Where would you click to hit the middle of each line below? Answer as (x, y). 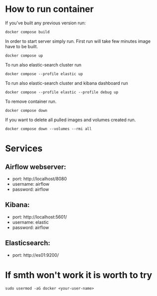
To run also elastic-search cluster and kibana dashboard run (67, 83)
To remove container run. (31, 101)
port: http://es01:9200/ (35, 255)
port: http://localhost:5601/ (40, 217)
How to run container (50, 9)
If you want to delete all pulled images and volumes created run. (71, 120)
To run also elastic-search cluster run (43, 65)
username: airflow (31, 184)
